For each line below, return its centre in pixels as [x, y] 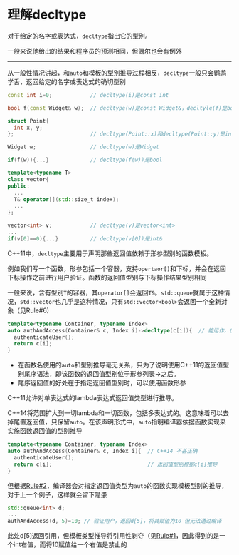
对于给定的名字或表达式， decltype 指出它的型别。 [79, 36]
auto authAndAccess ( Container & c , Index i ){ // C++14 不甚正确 [102, 451]
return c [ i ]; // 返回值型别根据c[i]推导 [116, 464]
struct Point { [28, 121]
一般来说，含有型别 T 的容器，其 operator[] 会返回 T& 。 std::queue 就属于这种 [116, 292]
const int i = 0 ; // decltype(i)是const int [88, 95]
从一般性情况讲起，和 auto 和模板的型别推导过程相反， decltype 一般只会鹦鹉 [117, 73]
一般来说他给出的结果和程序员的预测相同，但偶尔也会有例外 [95, 51]
